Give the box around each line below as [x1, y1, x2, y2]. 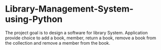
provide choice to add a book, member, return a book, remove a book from [5, 35, 156, 41]
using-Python [5, 14, 63, 25]
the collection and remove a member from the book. [5, 40, 110, 46]
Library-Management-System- [5, 3, 134, 15]
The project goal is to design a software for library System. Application [5, 30, 148, 35]
